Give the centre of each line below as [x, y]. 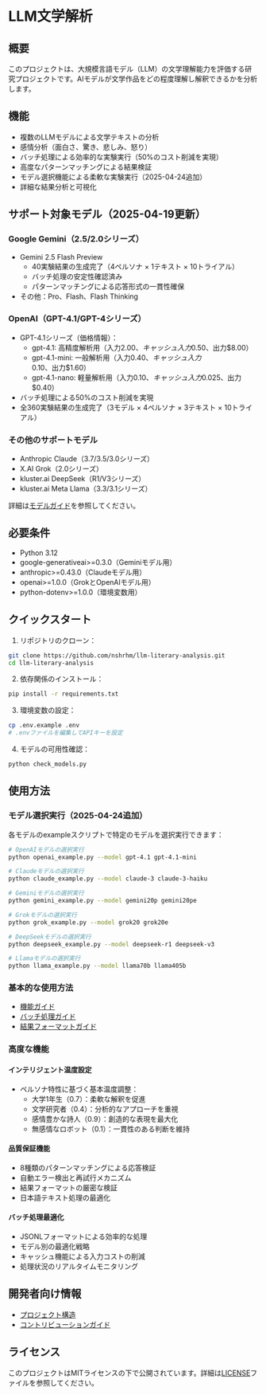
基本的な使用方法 [41, 988]
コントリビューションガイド [65, 1324]
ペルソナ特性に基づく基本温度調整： [79, 1089]
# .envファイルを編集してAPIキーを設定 [66, 733]
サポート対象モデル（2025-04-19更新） [107, 215]
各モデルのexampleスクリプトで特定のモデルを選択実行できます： [116, 834]
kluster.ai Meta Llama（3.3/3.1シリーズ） [86, 489]
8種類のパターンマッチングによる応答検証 [88, 1167]
